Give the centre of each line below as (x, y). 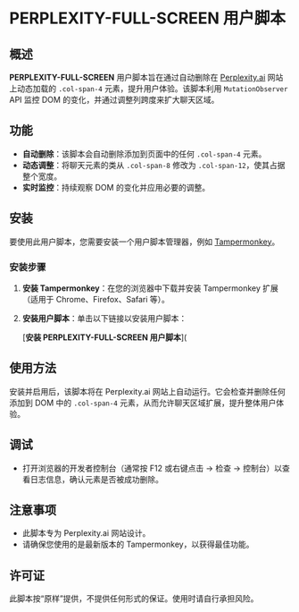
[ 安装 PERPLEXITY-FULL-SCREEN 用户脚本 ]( (104, 337)
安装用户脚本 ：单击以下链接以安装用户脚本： (104, 318)
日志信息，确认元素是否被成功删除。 (96, 479)
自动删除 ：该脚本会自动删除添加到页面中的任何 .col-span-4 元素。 (144, 154)
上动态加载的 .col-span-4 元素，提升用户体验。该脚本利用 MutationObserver (149, 89)
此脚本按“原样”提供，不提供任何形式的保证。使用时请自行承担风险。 (134, 599)
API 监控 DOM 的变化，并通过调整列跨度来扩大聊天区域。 (114, 100)
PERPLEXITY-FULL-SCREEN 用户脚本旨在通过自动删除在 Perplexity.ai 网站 (146, 77)
